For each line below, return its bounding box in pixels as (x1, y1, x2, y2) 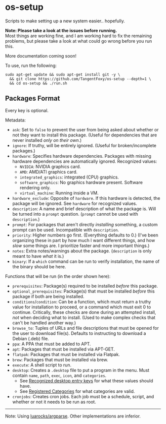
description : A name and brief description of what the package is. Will (12, 205, 157, 212)
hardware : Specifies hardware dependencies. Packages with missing (12, 153, 152, 159)
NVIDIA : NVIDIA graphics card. (19, 163, 81, 170)
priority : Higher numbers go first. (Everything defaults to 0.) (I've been (12, 232, 159, 238)
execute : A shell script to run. (12, 362, 72, 368)
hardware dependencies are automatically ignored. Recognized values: (12, 158, 157, 164)
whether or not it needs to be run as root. (12, 399, 96, 405)
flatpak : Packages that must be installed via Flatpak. (12, 351, 120, 357)
